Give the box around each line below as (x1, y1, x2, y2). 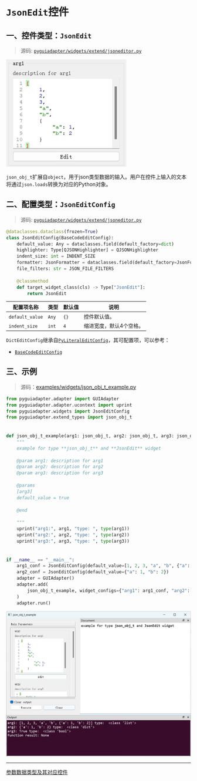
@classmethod (16, 278, 49, 284)
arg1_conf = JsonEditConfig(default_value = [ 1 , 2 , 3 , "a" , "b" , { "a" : (16, 563, 191, 569)
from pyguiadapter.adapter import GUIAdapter (6, 395, 119, 402)
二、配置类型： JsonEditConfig (6, 200, 116, 209)
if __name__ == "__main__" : (6, 557, 75, 563)
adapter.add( (16, 581, 49, 587)
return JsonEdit (27, 290, 67, 296)
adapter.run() (16, 600, 51, 606)
